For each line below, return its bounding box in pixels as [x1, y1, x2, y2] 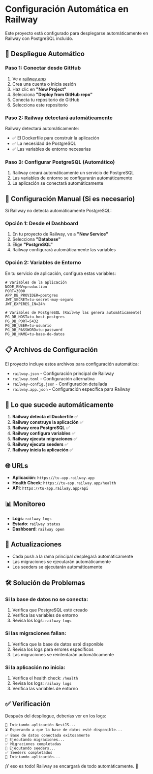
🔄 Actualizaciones [5, 540, 62, 549]
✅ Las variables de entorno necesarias [12, 146, 91, 152]
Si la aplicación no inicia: [5, 664, 65, 671]
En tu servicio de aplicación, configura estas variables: [5, 270, 116, 276]
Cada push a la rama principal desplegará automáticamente [12, 553, 133, 559]
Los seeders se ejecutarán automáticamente [12, 564, 103, 570]
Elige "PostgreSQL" [12, 241, 53, 247]
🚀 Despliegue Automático [5, 50, 85, 58]
